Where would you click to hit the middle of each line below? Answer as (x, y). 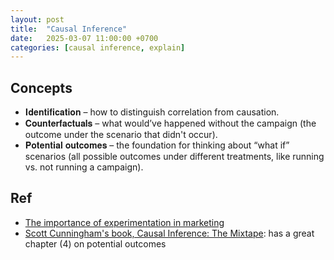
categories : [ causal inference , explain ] (98, 47)
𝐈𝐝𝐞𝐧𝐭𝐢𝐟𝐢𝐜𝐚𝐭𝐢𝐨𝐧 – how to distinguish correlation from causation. (152, 112)
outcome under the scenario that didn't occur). (121, 135)
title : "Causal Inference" (69, 29)
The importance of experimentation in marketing (124, 222)
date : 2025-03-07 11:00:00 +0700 (84, 38)
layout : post (37, 19)
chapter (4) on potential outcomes (95, 243)
